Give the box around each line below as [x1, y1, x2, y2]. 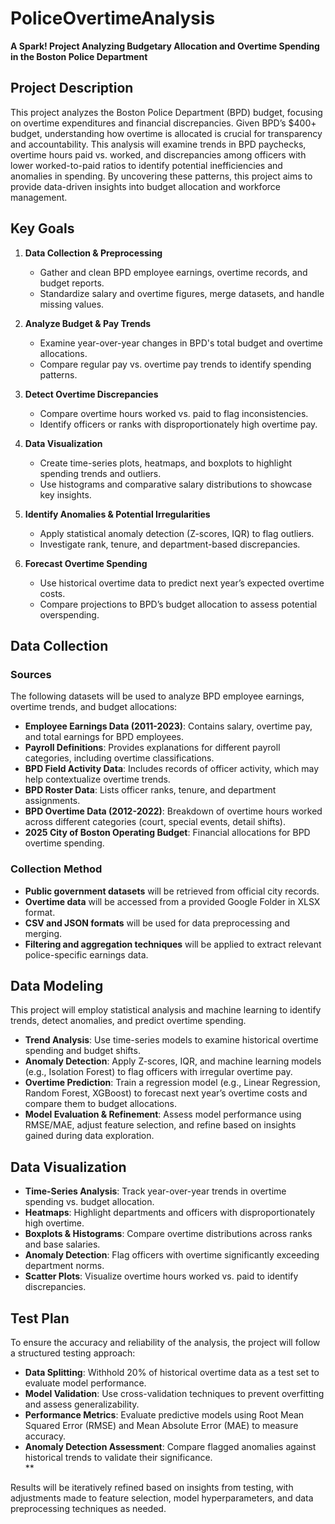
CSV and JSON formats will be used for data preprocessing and [24, 917, 291, 929]
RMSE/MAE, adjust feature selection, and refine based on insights [24, 1119, 297, 1131]
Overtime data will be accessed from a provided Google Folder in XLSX [24, 895, 321, 907]
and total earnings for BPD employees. [24, 731, 184, 743]
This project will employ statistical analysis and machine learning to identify [10, 1004, 322, 1016]
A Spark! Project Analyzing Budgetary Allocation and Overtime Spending [10, 40, 320, 52]
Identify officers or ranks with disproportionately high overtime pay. [39, 418, 318, 430]
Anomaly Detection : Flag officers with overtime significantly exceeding [24, 1249, 320, 1261]
